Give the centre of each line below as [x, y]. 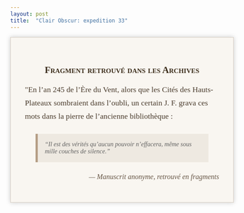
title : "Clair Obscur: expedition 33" [69, 21]
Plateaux [39, 103]
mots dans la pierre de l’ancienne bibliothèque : [99, 116]
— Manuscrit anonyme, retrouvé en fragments [154, 177]
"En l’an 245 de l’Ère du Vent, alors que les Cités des [108, 89]
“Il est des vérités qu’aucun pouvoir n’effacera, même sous [118, 144]
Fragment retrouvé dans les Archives [122, 70]
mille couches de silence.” [78, 152]
